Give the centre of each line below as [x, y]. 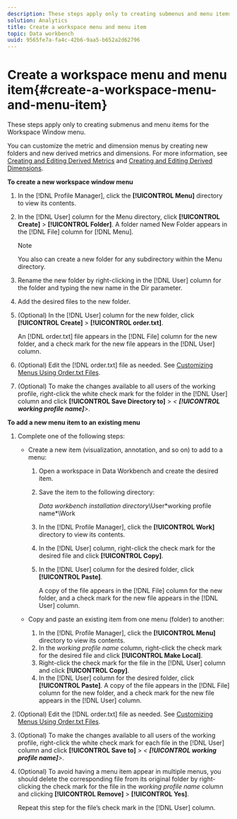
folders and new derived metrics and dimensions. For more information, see [117, 153]
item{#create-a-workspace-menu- [112, 90]
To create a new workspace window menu [71, 182]
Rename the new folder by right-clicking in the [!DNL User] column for [119, 280]
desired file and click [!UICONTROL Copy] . [101, 556]
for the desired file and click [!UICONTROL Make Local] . [121, 656]
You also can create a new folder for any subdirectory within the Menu [120, 259]
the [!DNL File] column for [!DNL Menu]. [75, 232]
